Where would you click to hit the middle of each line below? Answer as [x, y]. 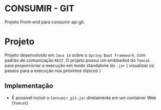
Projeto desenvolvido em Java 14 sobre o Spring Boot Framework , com [75, 55]
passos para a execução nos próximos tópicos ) [53, 71]
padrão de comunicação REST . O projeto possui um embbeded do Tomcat [77, 60]
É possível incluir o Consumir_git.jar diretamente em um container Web [84, 97]
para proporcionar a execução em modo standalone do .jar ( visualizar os [79, 65]
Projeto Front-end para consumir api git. [45, 22]
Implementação [29, 86]
